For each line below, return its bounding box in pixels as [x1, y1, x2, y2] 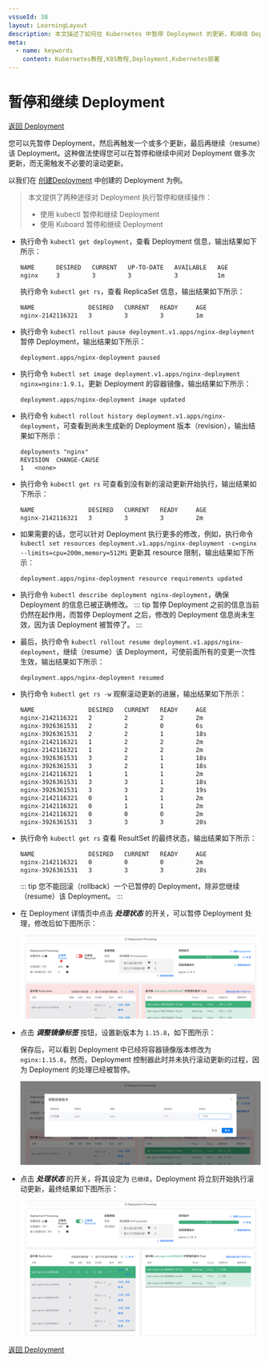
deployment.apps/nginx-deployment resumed [19, 673, 164, 681]
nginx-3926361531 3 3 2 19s [19, 786, 207, 794]
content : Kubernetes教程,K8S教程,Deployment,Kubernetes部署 [22, 55, 220, 63]
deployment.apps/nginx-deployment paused [19, 354, 160, 362]
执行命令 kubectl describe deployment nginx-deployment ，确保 [19, 589, 230, 599]
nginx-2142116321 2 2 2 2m [19, 713, 203, 721]
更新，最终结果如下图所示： [26, 1183, 118, 1194]
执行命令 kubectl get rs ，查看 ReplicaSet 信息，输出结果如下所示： [19, 286, 245, 296]
